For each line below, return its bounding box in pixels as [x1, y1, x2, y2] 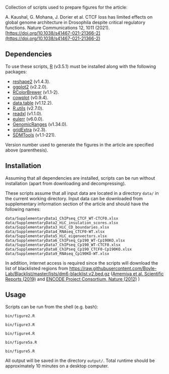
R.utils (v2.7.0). [12, 105, 44, 111]
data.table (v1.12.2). [12, 100, 53, 106]
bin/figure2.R [5, 314, 35, 319]
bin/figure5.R [5, 349, 35, 354]
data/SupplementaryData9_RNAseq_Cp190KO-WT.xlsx [5, 251, 109, 256]
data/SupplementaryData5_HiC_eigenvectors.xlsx [5, 234, 107, 239]
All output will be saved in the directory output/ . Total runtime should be [5, 357, 155, 364]
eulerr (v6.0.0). [12, 116, 44, 122]
